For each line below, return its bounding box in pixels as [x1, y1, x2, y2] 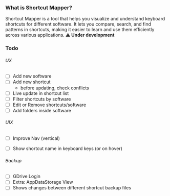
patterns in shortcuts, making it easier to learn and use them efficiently [5, 27, 155, 33]
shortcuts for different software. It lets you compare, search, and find [5, 21, 151, 27]
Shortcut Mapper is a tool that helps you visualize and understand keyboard [5, 16, 165, 22]
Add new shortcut [12, 79, 51, 85]
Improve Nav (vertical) [12, 135, 60, 141]
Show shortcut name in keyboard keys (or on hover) [12, 145, 123, 152]
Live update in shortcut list [12, 90, 69, 96]
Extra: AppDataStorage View [12, 179, 73, 185]
